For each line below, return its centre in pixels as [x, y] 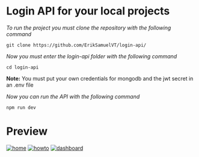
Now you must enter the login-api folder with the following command [92, 56]
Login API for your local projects [88, 11]
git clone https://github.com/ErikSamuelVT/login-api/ [76, 45]
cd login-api [23, 67]
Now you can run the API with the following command [73, 96]
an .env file [20, 85]
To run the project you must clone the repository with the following [89, 28]
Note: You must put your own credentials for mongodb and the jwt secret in [100, 78]
